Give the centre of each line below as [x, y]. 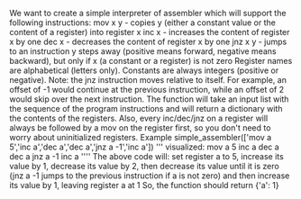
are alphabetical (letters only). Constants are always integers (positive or [144, 70]
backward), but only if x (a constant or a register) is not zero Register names [151, 61]
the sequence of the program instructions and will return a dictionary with [146, 109]
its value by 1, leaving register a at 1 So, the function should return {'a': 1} [144, 185]
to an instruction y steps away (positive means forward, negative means [143, 51]
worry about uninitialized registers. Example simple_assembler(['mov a [141, 137]
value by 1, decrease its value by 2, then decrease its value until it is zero [144, 166]
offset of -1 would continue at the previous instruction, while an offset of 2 [147, 90]
